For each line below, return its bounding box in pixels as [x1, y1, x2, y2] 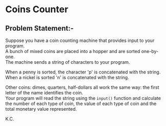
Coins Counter [5, 4, 69, 15]
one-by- [141, 48, 159, 54]
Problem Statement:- [5, 24, 74, 33]
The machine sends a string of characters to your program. [5, 59, 130, 65]
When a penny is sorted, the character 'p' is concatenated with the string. [5, 69, 161, 75]
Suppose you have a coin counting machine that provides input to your [5, 37, 155, 43]
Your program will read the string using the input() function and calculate [5, 95, 161, 101]
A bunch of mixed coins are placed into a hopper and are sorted [5, 48, 140, 54]
